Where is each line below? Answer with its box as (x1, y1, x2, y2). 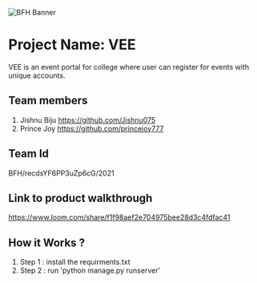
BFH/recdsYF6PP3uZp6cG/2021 (8, 168, 114, 178)
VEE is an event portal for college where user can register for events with (8, 62, 250, 71)
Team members (8, 94, 88, 107)
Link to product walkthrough (8, 191, 153, 204)
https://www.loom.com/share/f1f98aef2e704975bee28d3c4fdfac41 (8, 212, 231, 222)
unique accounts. (8, 71, 66, 80)
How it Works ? (8, 236, 86, 249)
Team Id (8, 147, 50, 160)
